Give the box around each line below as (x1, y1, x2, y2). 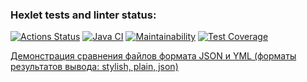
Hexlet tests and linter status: (10, 8, 157, 22)
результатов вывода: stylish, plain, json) (10, 61, 179, 73)
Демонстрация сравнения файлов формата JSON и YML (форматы (10, 50, 297, 62)
